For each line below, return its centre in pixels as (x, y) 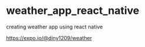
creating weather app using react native (55, 27)
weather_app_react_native (73, 11)
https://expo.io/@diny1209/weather (49, 38)
